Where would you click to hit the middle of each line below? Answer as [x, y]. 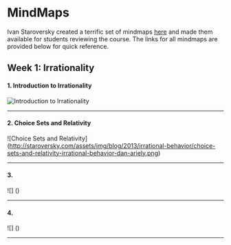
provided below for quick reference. [58, 46]
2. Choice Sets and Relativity [49, 123]
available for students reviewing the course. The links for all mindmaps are [112, 39]
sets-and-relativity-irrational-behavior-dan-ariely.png [83, 153]
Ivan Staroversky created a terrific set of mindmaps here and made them [110, 32]
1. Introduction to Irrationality [49, 85]
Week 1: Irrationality [51, 68]
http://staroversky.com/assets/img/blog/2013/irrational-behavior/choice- [112, 145]
